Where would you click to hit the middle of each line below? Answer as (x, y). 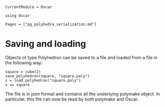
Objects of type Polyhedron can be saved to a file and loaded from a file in (81, 57)
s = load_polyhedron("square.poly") (43, 80)
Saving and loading (45, 44)
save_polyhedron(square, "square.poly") (48, 76)
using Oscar (17, 16)
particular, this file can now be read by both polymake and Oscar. (72, 99)
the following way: (24, 63)
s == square (17, 85)
